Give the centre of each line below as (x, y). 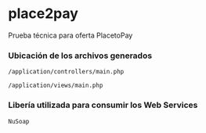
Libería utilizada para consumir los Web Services (103, 105)
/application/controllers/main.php (66, 72)
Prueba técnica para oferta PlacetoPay (70, 35)
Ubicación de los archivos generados (80, 56)
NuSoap (19, 121)
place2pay (43, 14)
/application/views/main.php (56, 86)
